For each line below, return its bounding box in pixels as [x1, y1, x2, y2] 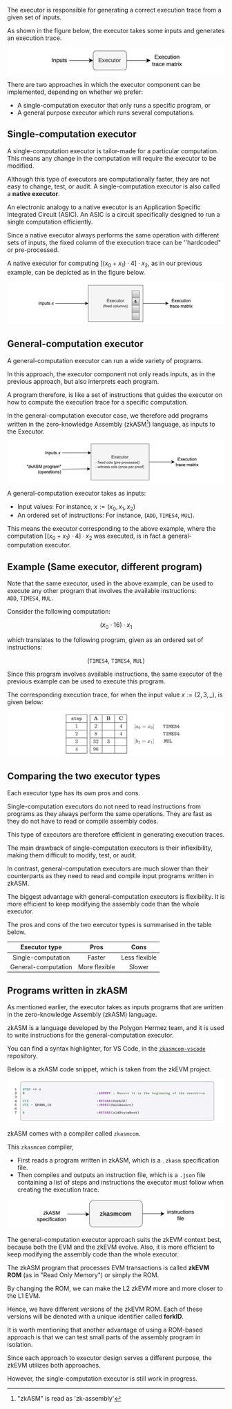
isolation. [7, 1341, 33, 1348]
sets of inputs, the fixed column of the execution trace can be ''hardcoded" [7, 238, 221, 246]
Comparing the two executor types [7, 770, 161, 782]
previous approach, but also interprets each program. [7, 377, 159, 385]
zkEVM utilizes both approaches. [7, 1361, 101, 1369]
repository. [7, 1052, 38, 1060]
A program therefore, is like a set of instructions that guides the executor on [7, 390, 223, 399]
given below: [7, 697, 43, 706]
